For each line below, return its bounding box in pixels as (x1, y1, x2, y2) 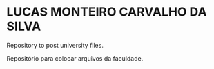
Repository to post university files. (6, 41, 104, 49)
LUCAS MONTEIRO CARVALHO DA (6, 4, 208, 20)
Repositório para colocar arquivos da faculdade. (6, 54, 144, 62)
